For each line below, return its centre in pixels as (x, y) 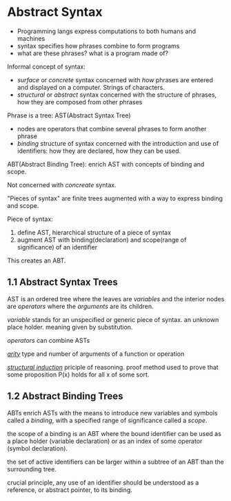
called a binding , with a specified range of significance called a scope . (107, 420)
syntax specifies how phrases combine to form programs (98, 46)
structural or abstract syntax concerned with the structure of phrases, (117, 95)
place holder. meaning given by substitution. (70, 327)
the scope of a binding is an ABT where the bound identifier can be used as (114, 433)
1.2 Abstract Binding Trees (65, 396)
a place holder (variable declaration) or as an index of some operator (105, 441)
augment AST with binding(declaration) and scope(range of (102, 240)
